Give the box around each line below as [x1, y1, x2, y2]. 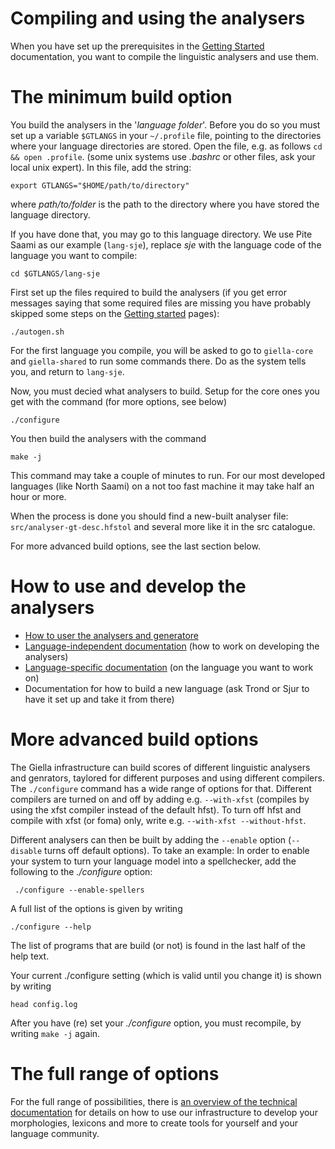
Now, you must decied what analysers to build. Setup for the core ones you [10, 385, 320, 397]
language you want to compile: [10, 249, 138, 261]
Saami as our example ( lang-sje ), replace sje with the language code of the [10, 238, 322, 251]
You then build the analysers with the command [10, 432, 207, 444]
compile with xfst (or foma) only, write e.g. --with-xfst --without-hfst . [10, 814, 307, 826]
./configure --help [10, 922, 92, 932]
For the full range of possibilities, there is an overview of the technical [10, 1095, 298, 1107]
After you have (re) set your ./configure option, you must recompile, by [10, 1017, 302, 1029]
